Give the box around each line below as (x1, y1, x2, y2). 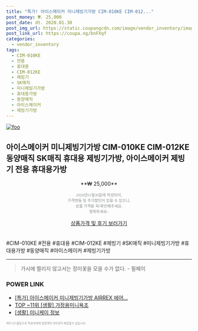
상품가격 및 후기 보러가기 (70, 219, 128, 227)
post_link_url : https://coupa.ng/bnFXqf (6, 31, 107, 37)
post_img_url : (6, 25, 41, 31)
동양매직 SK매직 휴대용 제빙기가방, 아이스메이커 (6, 153, 169, 163)
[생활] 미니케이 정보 (14, 309, 60, 316)
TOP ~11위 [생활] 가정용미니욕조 (14, 301, 89, 309)
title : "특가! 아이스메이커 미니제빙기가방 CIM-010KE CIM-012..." (6, 8, 154, 15)
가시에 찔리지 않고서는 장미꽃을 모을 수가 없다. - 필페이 (20, 265, 146, 272)
